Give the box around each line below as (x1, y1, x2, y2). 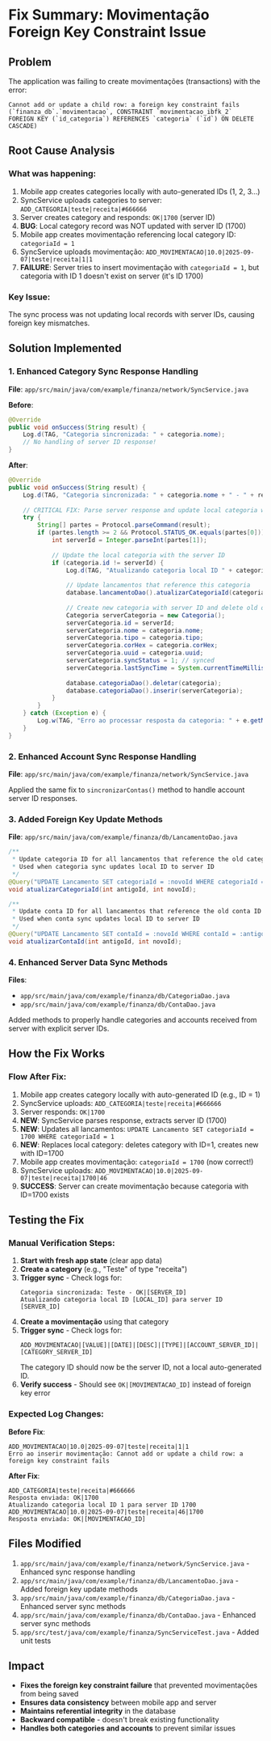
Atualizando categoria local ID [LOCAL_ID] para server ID (19, 1296, 223, 1304)
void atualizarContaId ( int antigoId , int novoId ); (8, 937, 182, 946)
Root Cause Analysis (8, 144, 115, 158)
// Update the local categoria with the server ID (51, 551, 226, 559)
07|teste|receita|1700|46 (19, 1174, 107, 1182)
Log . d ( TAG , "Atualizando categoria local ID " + (65, 566, 232, 574)
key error (19, 1388, 51, 1398)
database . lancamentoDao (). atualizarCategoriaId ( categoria (65, 589, 265, 597)
